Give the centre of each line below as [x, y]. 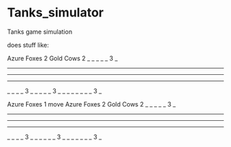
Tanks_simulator [56, 13]
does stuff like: [28, 45]
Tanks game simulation [40, 32]
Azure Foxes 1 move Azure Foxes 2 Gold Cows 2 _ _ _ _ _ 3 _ [91, 104]
